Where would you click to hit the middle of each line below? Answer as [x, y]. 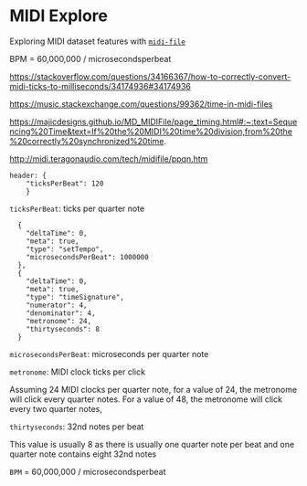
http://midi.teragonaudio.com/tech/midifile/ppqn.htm [109, 158]
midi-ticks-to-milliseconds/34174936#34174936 [101, 86]
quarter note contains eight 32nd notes [83, 454]
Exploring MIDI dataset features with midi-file [97, 41]
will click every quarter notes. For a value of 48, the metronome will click [146, 399]
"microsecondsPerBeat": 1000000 [87, 257]
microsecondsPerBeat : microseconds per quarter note [109, 354]
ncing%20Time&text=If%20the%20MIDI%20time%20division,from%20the [151, 131]
